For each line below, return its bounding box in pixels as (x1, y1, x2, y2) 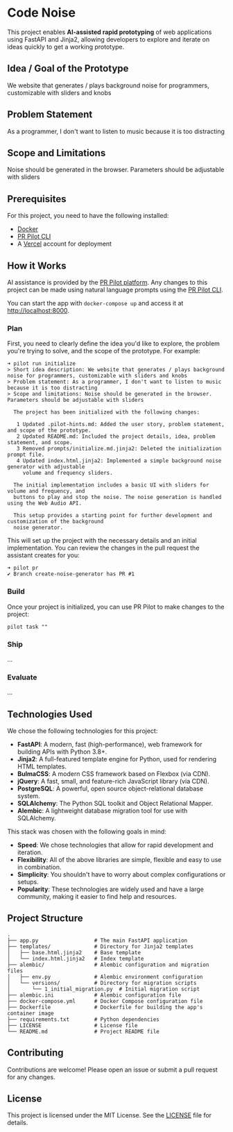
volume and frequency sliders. (22, 470, 113, 477)
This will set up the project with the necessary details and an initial (7, 537, 197, 545)
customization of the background (7, 518, 104, 525)
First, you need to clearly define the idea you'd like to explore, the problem (7, 339, 221, 348)
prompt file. (7, 451, 45, 459)
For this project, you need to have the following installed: (7, 212, 169, 220)
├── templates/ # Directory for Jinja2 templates (7, 943, 194, 950)
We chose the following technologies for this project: (7, 727, 158, 735)
